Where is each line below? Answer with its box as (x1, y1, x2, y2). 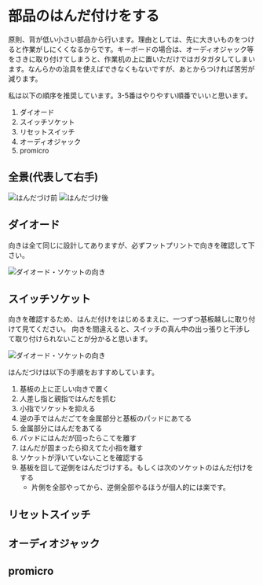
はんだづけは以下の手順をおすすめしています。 (8, 367, 159, 377)
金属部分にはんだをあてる (19, 424, 103, 433)
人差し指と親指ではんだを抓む (19, 394, 116, 403)
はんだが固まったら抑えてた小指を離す (19, 443, 144, 453)
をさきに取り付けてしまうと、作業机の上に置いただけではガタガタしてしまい (8, 54, 256, 64)
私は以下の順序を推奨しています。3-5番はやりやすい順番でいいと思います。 (8, 90, 253, 100)
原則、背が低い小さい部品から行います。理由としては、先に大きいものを (8, 35, 241, 44)
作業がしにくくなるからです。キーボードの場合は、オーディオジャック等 (21, 44, 254, 53)
